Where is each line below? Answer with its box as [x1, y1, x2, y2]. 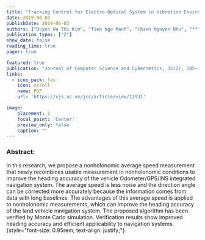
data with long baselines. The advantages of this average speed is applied [6, 194, 193, 202]
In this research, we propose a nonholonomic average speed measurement [6, 161, 195, 169]
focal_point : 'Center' [17, 116, 75, 122]
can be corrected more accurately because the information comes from [6, 187, 187, 195]
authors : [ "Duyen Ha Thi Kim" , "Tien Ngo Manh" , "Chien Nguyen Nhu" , [6, 26, 187, 32]
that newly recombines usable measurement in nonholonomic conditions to [6, 168, 195, 175]
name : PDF [17, 88, 43, 95]
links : [6, 71, 23, 77]
